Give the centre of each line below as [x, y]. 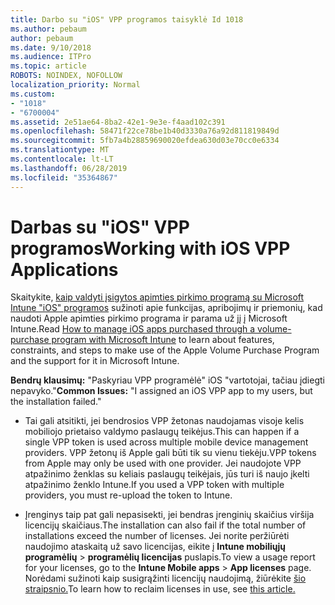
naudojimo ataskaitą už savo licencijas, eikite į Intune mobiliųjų [155, 547]
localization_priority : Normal [75, 85]
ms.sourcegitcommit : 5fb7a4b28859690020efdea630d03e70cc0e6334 [145, 141]
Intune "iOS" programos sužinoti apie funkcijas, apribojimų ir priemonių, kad [166, 308]
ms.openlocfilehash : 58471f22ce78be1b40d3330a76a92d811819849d [145, 131]
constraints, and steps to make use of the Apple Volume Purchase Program [165, 350]
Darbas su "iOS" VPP [100, 227]
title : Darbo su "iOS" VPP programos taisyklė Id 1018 [127, 19]
